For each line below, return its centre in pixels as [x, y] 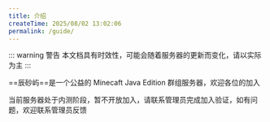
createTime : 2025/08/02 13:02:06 [65, 24]
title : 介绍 [27, 16]
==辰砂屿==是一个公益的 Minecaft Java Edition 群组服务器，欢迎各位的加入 [134, 83]
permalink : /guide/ [41, 31]
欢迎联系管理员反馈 [54, 110]
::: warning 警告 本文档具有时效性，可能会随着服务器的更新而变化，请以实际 [135, 55]
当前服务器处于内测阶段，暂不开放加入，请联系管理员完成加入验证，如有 [129, 100]
